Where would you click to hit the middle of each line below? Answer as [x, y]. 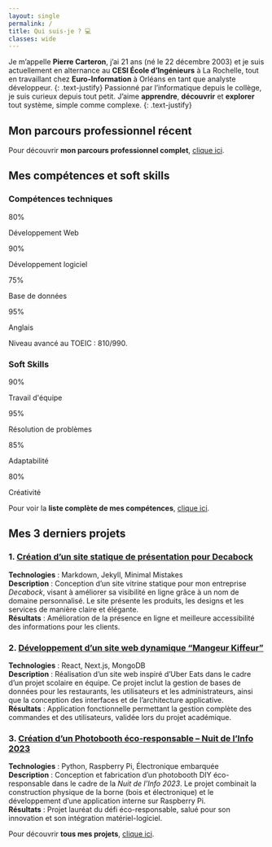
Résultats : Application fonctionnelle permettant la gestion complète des [130, 709]
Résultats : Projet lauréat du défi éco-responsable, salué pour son [119, 810]
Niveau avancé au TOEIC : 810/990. [68, 343]
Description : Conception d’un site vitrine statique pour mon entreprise [127, 583]
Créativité [25, 493]
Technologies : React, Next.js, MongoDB [77, 665]
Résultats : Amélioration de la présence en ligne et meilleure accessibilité [132, 618]
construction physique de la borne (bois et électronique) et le [111, 792]
